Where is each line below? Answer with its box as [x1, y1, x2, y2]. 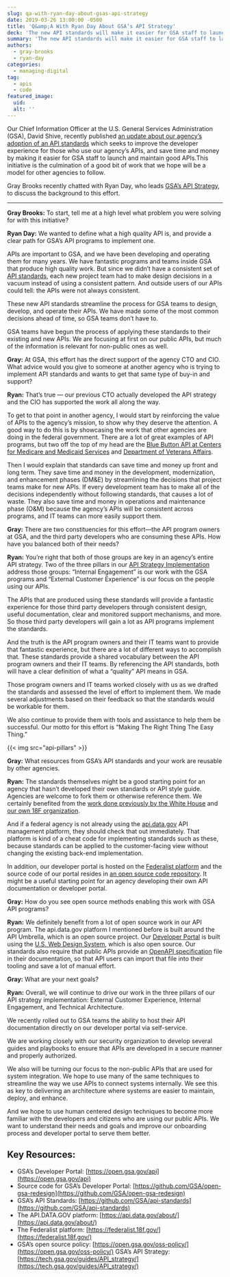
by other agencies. [7, 764, 60, 772]
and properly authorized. [7, 1051, 77, 1059]
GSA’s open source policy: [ [16, 1240, 95, 1248]
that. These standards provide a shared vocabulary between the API [7, 653, 200, 661]
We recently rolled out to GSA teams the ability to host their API [7, 1016, 186, 1024]
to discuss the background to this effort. [7, 189, 120, 197]
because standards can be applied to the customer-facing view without [7, 841, 209, 850]
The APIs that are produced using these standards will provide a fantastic [7, 595, 214, 604]
